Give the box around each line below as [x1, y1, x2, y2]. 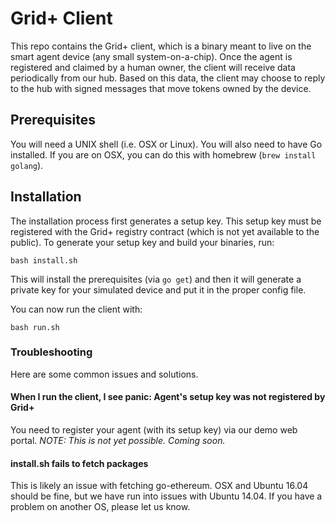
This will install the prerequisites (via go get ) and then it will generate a [10, 273, 302, 285]
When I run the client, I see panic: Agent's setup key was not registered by [10, 391, 326, 403]
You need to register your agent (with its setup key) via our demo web [10, 424, 298, 436]
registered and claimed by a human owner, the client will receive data [10, 61, 296, 73]
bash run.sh [10, 322, 60, 332]
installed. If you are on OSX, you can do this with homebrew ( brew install [10, 148, 317, 161]
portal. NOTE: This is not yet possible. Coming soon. [10, 435, 226, 447]
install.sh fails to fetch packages [10, 457, 149, 469]
